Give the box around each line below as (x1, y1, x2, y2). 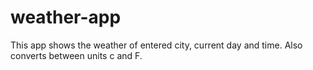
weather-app (10, 6, 122, 29)
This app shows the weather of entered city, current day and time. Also (10, 39, 303, 51)
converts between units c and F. (10, 49, 143, 61)
